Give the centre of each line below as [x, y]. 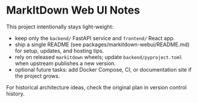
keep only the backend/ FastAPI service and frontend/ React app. [95, 38]
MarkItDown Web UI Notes [73, 10]
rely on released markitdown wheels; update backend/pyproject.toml [98, 57]
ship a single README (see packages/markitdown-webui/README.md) [102, 44]
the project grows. [37, 76]
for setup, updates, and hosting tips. [59, 50]
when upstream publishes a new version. [65, 63]
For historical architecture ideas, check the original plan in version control [96, 87]
